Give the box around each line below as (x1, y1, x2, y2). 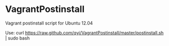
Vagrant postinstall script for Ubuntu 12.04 (5, 20, 93, 26)
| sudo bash (5, 35, 30, 41)
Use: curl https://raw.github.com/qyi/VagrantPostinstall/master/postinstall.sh (5, 29, 164, 35)
